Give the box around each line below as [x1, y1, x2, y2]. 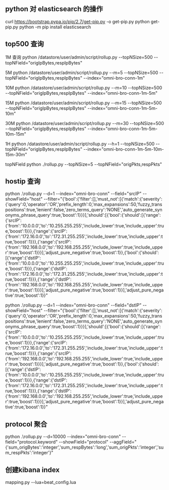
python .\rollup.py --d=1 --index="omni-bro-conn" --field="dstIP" [5, 302, 142, 309]
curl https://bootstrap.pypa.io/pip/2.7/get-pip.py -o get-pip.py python [5, 18, 150, 24]
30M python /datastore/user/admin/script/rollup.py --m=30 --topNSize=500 [5, 120, 164, 126]
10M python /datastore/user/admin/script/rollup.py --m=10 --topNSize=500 [5, 85, 162, 91]
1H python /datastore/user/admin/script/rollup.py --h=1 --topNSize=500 [5, 141, 155, 147]
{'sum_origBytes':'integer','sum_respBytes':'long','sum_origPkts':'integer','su [5, 444, 164, 450]
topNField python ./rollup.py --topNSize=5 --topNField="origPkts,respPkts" [5, 161, 162, 167]
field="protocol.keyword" [5, 439, 58, 445]
